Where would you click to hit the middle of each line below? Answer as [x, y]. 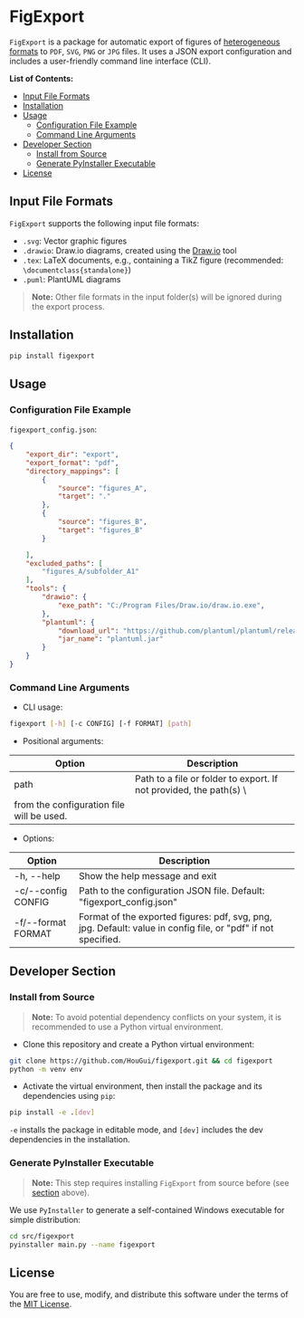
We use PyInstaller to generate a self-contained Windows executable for [147, 1209]
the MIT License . [41, 1304]
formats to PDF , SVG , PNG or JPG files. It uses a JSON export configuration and [151, 51]
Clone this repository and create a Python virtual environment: [138, 1044]
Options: [38, 838]
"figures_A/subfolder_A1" [91, 572]
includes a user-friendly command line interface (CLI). [110, 61]
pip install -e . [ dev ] [52, 1113]
